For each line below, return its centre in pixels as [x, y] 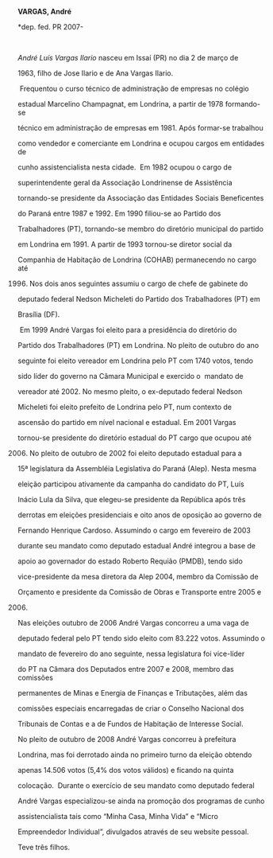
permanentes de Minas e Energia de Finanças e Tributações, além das [133, 693]
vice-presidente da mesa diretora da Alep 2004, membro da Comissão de [138, 577]
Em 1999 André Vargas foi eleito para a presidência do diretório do [128, 330]
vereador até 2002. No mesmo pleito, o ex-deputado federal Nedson [130, 392]
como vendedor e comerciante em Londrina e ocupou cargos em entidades [141, 143]
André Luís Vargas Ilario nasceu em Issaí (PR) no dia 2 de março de [128, 58]
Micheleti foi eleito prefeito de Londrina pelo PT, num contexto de [125, 407]
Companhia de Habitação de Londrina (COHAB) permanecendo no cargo [137, 259]
